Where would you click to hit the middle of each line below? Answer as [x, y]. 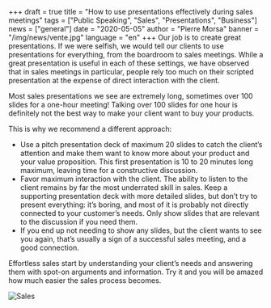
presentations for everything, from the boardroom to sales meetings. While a [136, 55]
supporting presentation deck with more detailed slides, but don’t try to [139, 196]
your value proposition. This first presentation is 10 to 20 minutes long [136, 162]
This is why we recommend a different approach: [90, 129]
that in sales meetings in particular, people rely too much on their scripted [131, 72]
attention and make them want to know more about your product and [135, 153]
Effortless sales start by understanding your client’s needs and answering [131, 263]
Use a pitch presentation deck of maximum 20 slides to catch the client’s [141, 144]
